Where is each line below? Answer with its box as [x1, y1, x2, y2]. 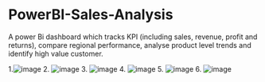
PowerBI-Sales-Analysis [8, 6, 173, 24]
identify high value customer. [8, 49, 103, 58]
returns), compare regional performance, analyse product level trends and [8, 40, 252, 49]
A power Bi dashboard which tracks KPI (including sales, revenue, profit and [8, 32, 258, 41]
